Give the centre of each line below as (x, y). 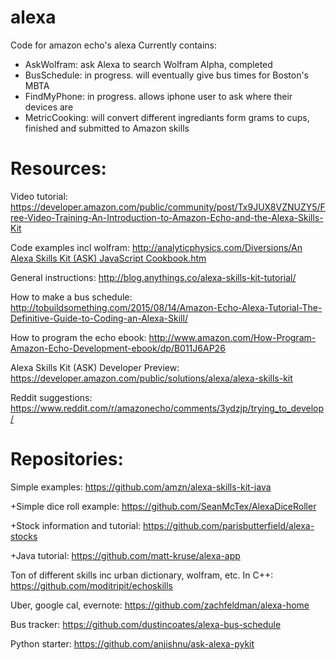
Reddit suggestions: (51, 397)
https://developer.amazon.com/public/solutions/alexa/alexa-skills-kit (151, 378)
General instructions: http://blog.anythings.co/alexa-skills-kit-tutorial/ (153, 277)
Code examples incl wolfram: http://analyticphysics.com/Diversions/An (156, 247)
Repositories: (67, 459)
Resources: (58, 168)
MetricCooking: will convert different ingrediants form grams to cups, (167, 117)
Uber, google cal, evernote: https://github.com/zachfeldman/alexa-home (160, 605)
